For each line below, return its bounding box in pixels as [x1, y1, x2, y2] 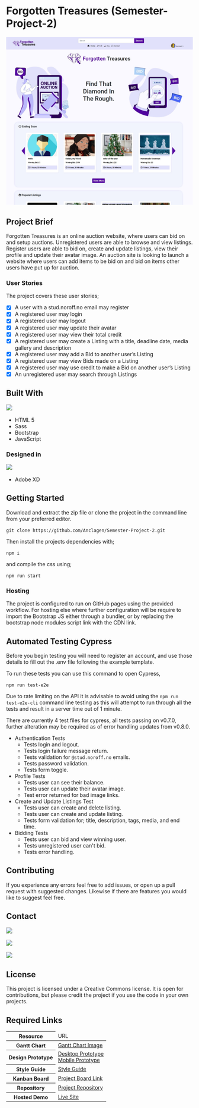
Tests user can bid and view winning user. [23, 836, 126, 843]
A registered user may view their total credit [14, 331, 122, 338]
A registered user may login [14, 310, 83, 318]
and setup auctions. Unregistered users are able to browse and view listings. [6, 239, 193, 246]
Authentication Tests [14, 735, 65, 742]
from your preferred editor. [6, 515, 72, 522]
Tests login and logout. [23, 740, 80, 748]
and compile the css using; [6, 560, 72, 567]
